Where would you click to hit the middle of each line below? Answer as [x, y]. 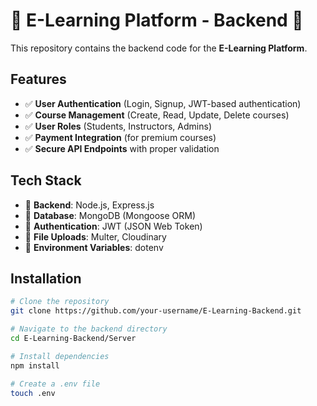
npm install [35, 365]
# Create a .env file [55, 384]
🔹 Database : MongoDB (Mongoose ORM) [110, 215]
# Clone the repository [60, 302]
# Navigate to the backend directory [89, 329]
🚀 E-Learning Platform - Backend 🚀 [157, 20]
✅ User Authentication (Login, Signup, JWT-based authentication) [163, 103]
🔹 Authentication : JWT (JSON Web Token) [113, 226]
